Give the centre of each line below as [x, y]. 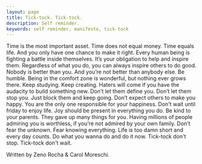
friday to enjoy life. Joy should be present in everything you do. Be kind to [99, 111]
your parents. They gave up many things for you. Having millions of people [99, 117]
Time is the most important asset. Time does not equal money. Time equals [100, 46]
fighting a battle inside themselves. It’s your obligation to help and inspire [98, 59]
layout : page [23, 12]
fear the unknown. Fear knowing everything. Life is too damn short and [95, 130]
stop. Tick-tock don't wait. [39, 143]
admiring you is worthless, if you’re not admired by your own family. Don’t [98, 124]
